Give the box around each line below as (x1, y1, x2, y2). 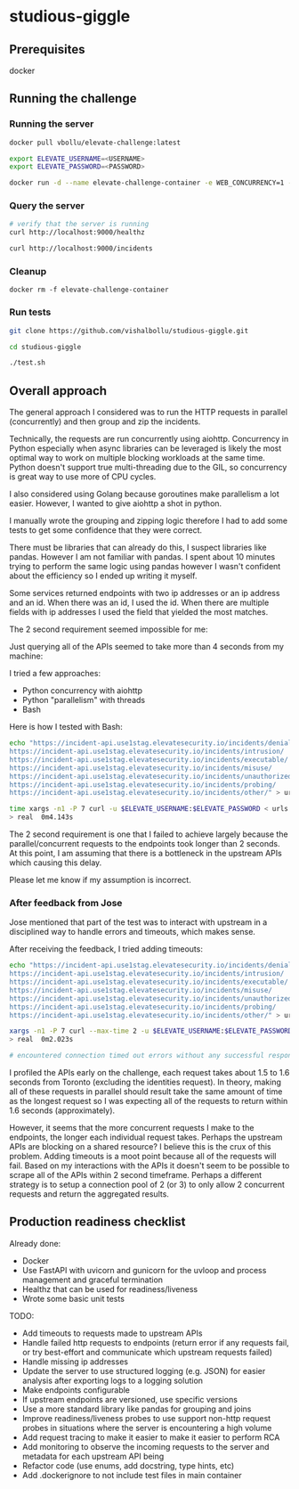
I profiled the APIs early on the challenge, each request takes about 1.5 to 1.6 (9, 1068, 290, 1078)
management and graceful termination (21, 1274, 163, 1285)
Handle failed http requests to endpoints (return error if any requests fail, (21, 1337, 289, 1347)
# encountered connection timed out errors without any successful (9, 1051, 265, 1060)
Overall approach (9, 383, 108, 398)
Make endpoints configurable (21, 1384, 131, 1395)
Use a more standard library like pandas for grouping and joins (21, 1403, 252, 1414)
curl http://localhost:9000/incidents (9, 244, 153, 253)
